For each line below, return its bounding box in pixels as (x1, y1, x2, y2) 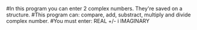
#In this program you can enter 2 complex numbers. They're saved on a (6, 5, 183, 12)
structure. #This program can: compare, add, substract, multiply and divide (6, 11, 191, 18)
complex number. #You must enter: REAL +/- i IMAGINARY (6, 18, 150, 24)
